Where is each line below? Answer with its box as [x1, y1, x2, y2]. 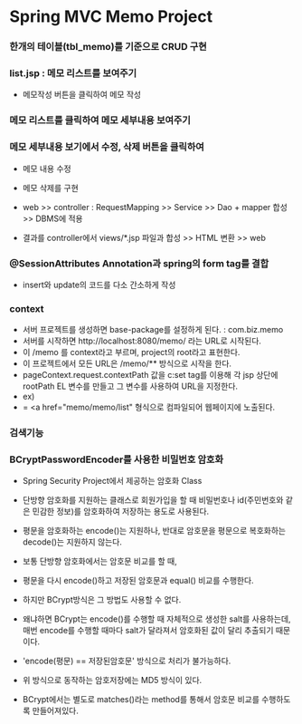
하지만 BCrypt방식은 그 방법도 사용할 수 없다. [22, 594, 182, 605]
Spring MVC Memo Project [9, 6, 213, 27]
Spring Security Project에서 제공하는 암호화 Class [22, 476, 203, 487]
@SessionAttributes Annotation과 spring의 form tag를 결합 [9, 256, 269, 269]
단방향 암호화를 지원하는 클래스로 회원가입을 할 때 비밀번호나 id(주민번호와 [22, 495, 284, 506]
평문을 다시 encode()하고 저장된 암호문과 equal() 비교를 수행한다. [22, 575, 255, 586]
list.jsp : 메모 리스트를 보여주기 [9, 67, 137, 80]
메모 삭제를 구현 [22, 182, 79, 193]
